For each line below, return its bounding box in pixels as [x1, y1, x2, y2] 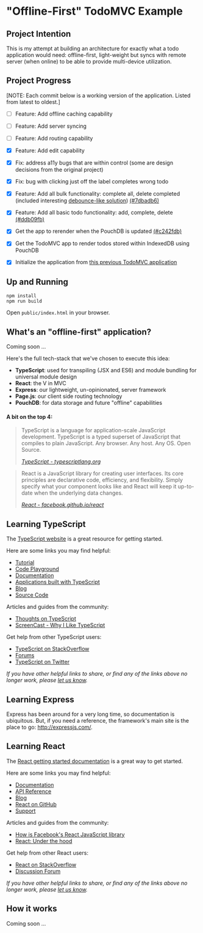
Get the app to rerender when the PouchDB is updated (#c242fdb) [15, 227, 182, 235]
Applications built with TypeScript [15, 578, 101, 586]
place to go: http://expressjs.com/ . [6, 723, 93, 731]
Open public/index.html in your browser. [6, 309, 110, 316]
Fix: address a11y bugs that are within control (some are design [15, 159, 174, 166]
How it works [6, 904, 57, 914]
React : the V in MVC [15, 380, 66, 387]
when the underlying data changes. [34, 489, 123, 496]
